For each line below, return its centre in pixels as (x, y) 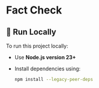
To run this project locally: (37, 46)
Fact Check (34, 10)
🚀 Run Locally (31, 32)
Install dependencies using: (47, 69)
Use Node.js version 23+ (45, 57)
